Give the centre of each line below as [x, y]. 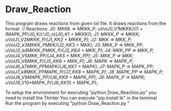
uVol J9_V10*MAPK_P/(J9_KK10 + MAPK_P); [52, 83]
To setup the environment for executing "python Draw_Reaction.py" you [81, 92]
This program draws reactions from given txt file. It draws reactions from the [86, 23]
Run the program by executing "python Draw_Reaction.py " [68, 103]
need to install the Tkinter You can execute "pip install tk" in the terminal [81, 98]
